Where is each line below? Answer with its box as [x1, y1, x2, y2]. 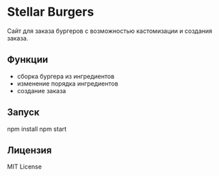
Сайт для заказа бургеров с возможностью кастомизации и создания [7, 27, 213, 35]
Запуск [7, 107, 40, 118]
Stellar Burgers [7, 4, 94, 20]
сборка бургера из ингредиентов [16, 72, 115, 80]
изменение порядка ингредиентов [16, 79, 118, 88]
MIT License [7, 162, 42, 171]
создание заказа [16, 86, 66, 95]
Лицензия [7, 144, 52, 156]
